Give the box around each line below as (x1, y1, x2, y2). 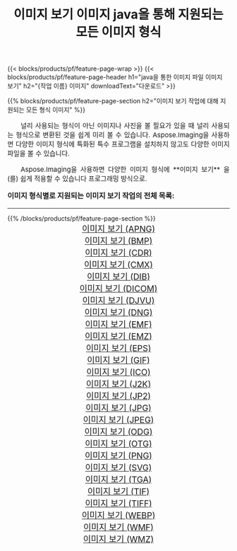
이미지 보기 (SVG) (85, 462, 152, 473)
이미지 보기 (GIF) (87, 354, 150, 366)
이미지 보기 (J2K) (85, 378, 152, 390)
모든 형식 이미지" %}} (25, 105, 86, 114)
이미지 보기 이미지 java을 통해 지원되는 (13, 6, 224, 23)
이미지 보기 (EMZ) (84, 330, 153, 342)
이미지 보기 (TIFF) (85, 498, 152, 509)
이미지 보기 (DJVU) (82, 295, 155, 306)
